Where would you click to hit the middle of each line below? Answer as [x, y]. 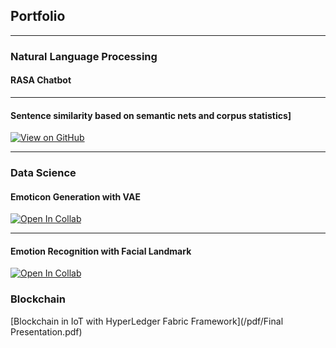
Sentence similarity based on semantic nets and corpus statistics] [151, 115]
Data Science [43, 173]
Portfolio [38, 16]
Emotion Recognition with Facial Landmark [101, 251]
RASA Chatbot [41, 80]
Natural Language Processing [84, 56]
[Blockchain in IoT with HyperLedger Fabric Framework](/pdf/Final [147, 321]
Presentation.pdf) [46, 331]
